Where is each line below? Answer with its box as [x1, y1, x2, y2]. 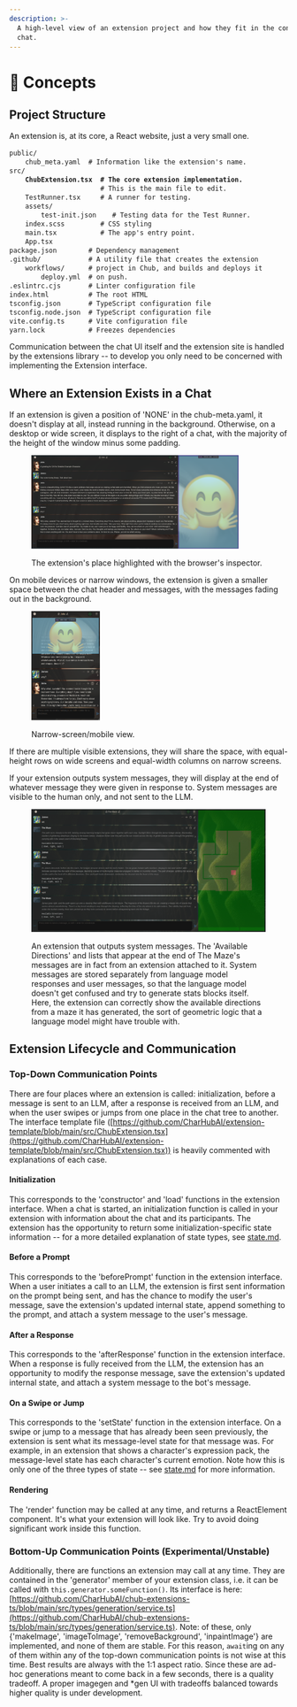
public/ [9, 149, 38, 158]
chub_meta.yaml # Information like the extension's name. [25, 158, 247, 167]
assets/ [25, 202, 53, 211]
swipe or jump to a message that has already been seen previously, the [9, 1426, 269, 1437]
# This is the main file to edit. [100, 184, 227, 194]
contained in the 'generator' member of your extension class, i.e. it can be [9, 1574, 278, 1585]
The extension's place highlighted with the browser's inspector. [31, 557, 263, 568]
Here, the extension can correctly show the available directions [31, 996, 262, 1008]
